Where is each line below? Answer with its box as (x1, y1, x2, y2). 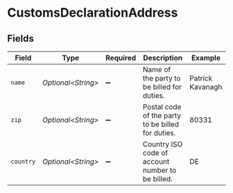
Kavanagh (189, 82, 223, 92)
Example (191, 53, 221, 62)
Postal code (142, 102, 182, 112)
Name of (142, 65, 171, 74)
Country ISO (142, 140, 183, 149)
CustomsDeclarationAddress (7, 5, 178, 21)
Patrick (189, 74, 213, 83)
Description (143, 53, 182, 62)
